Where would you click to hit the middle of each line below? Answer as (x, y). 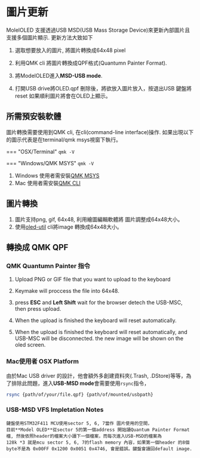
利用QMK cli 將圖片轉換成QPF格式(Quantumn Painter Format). (91, 63)
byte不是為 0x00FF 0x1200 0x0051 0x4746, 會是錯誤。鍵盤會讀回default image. (99, 449)
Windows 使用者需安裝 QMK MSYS (57, 175)
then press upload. (38, 309)
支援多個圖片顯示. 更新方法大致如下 (50, 37)
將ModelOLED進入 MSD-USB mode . (59, 75)
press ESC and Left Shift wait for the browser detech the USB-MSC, (99, 302)
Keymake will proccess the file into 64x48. (67, 291)
